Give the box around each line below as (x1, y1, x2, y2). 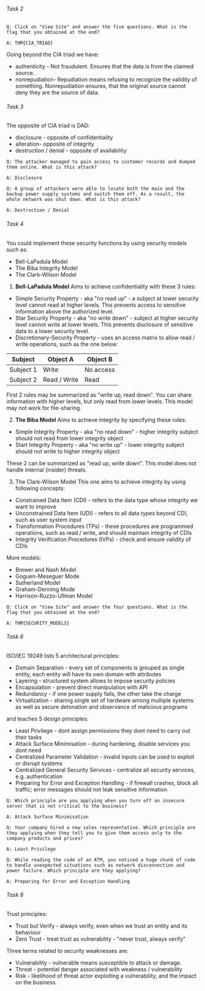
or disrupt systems (15, 759, 63, 767)
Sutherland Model (15, 578, 61, 586)
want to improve (15, 503, 56, 510)
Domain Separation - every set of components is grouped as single (15, 664, 185, 671)
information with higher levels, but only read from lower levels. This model (6, 397, 193, 405)
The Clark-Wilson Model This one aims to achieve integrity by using (15, 478, 186, 485)
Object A (48, 355, 74, 363)
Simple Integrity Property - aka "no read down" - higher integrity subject (15, 428, 198, 435)
